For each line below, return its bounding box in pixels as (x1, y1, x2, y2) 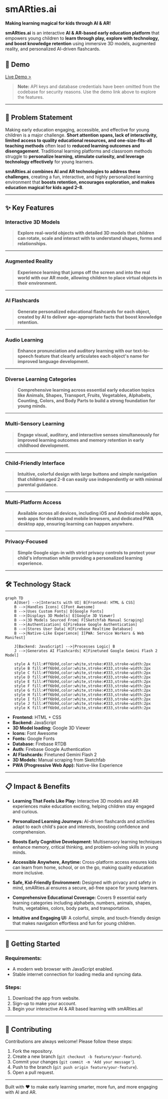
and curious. (12, 809, 38, 815)
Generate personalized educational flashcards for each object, (17, 308, 151, 315)
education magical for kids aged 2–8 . (5, 184, 84, 190)
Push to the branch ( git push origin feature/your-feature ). (12, 1064, 138, 1070)
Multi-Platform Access (5, 499, 61, 506)
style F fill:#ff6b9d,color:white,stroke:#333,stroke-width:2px (14, 684, 151, 689)
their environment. (17, 280, 57, 286)
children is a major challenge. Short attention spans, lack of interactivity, (5, 132, 157, 138)
